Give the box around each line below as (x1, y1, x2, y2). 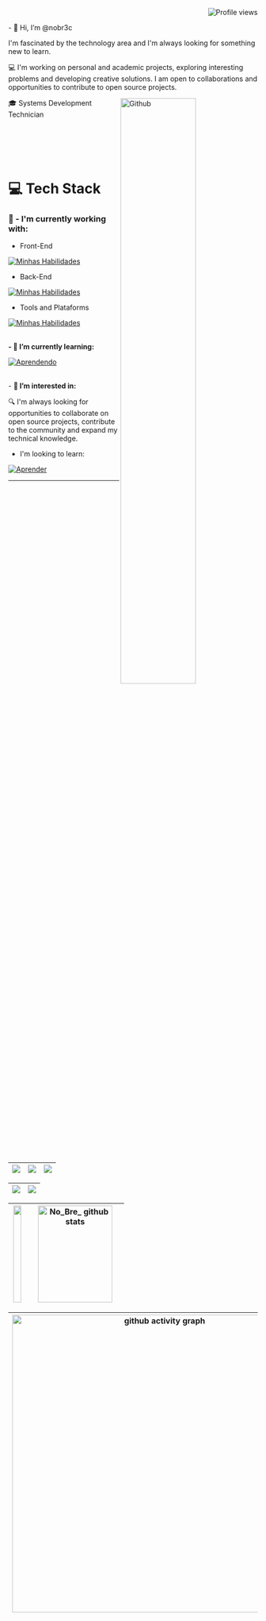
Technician (8, 110, 44, 119)
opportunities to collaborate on (8, 409, 109, 418)
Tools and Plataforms (19, 302, 89, 313)
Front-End (19, 241, 53, 251)
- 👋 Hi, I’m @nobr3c (8, 23, 73, 32)
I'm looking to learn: (19, 449, 85, 459)
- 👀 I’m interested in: (8, 381, 77, 391)
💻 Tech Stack (8, 179, 101, 198)
